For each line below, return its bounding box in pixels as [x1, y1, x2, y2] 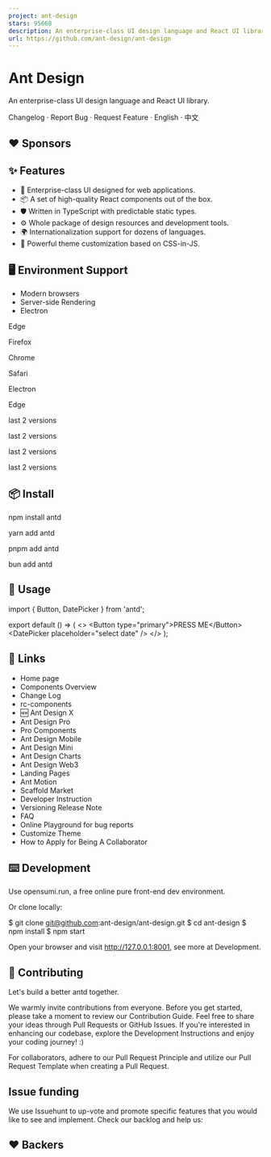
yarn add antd [8, 528, 55, 538]
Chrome [8, 353, 35, 363]
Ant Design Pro [19, 717, 71, 726]
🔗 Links [8, 652, 46, 666]
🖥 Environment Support [8, 263, 128, 277]
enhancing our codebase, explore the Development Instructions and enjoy [8, 1029, 255, 1038]
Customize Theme [19, 828, 81, 838]
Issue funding [8, 1084, 79, 1099]
